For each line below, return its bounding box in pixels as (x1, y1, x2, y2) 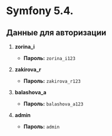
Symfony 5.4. (6, 4, 74, 18)
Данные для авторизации (6, 28, 107, 38)
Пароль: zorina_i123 (23, 55, 75, 61)
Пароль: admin (23, 123, 60, 130)
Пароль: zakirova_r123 (23, 78, 81, 84)
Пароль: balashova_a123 (23, 100, 84, 107)
